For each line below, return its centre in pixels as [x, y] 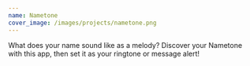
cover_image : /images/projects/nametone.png [82, 23]
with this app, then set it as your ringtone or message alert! [104, 53]
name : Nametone [33, 15]
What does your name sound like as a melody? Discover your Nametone [125, 45]
